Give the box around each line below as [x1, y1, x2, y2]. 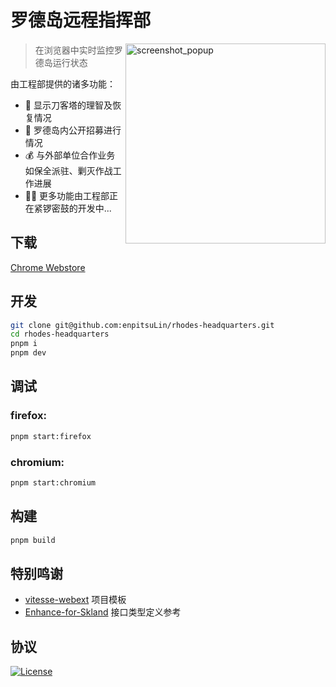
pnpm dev [10, 348, 47, 358]
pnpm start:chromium [10, 477, 97, 488]
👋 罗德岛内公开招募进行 [24, 124, 122, 136]
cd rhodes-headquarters [10, 329, 110, 340]
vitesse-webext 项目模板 [24, 594, 127, 606]
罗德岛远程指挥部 [10, 9, 152, 32]
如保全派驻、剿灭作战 [24, 164, 113, 176]
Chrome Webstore [10, 261, 86, 273]
